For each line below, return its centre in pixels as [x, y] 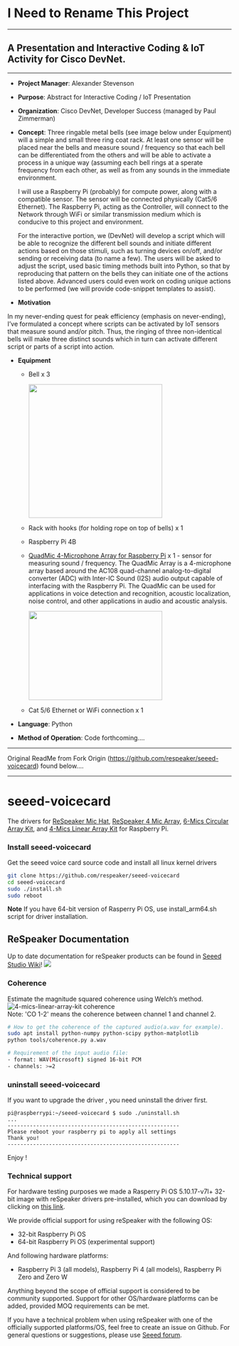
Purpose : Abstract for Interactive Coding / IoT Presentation [104, 97]
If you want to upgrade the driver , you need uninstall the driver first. [107, 1100]
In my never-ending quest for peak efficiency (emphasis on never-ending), [117, 316]
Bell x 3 [39, 374]
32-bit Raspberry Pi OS [52, 1234]
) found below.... [60, 766]
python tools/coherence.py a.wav [57, 1040]
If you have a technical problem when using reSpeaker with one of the [110, 1320]
